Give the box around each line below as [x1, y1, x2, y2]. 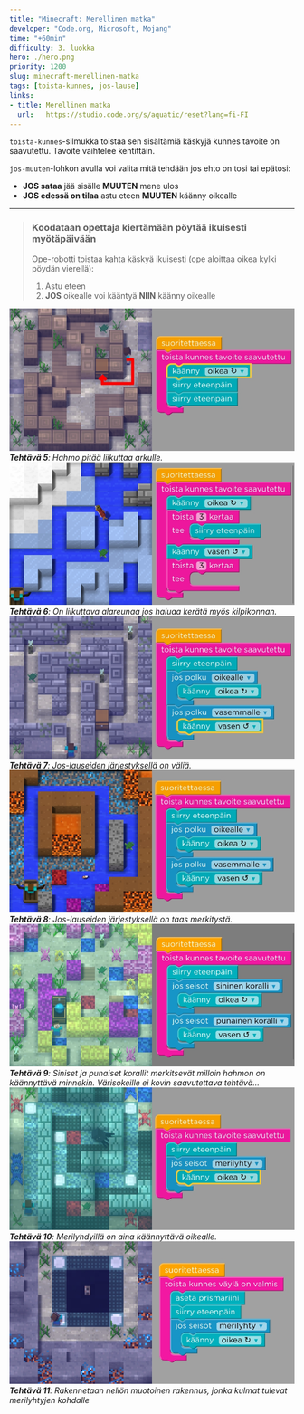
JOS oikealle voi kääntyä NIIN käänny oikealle [44, 290, 216, 301]
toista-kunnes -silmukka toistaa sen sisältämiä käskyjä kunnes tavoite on [9, 136, 280, 147]
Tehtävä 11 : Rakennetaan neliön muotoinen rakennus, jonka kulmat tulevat [9, 1385, 288, 1396]
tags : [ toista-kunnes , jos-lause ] [9, 81, 140, 91]
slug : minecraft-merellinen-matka [9, 72, 140, 81]
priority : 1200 [9, 62, 67, 72]
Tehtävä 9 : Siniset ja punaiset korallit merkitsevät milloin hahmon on [9, 1067, 266, 1078]
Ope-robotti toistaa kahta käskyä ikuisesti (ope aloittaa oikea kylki [31, 253, 277, 264]
